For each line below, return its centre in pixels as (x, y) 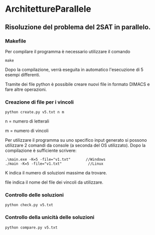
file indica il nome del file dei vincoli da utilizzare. (54, 182)
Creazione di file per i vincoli (39, 102)
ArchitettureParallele (48, 9)
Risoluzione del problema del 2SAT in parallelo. (78, 27)
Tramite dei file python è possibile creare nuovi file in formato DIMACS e (77, 84)
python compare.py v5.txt (31, 227)
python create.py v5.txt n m (35, 112)
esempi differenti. (23, 75)
